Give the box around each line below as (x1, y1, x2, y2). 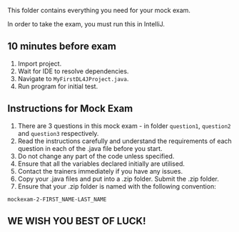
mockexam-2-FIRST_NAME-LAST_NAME (7, 196, 107, 203)
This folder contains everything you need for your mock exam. (7, 6, 191, 14)
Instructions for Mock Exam (7, 102, 133, 115)
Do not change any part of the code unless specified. (17, 152, 175, 160)
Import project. (17, 59, 62, 68)
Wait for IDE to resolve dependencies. (17, 67, 129, 75)
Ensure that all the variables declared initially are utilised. (17, 159, 185, 168)
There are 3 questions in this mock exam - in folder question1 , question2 (17, 121, 231, 130)
